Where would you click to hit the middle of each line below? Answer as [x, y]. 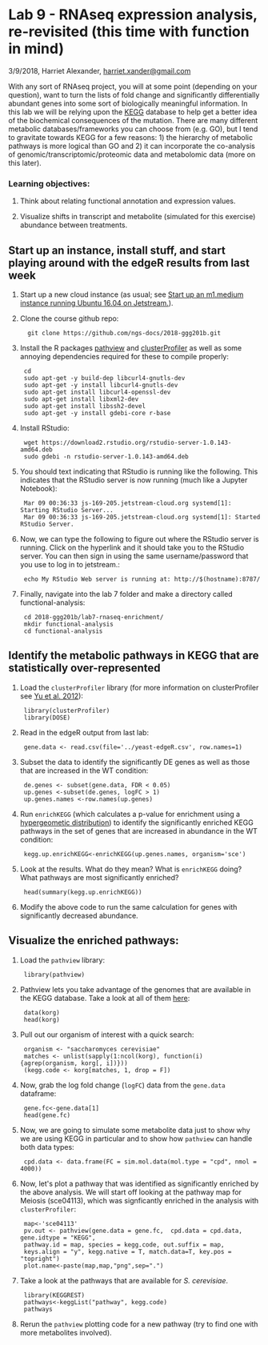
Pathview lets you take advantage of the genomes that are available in [135, 989]
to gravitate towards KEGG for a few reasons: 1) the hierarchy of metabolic [131, 137]
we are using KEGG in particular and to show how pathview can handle [136, 1139]
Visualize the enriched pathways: [94, 941]
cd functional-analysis [63, 631]
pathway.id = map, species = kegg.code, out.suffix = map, [124, 1245]
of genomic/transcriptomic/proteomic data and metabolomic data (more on [132, 154]
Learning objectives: [49, 183]
